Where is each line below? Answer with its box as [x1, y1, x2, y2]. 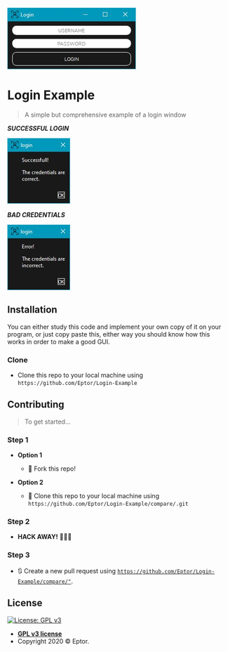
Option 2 [17, 478, 43, 487]
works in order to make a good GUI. [7, 337, 110, 346]
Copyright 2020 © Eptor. [17, 637, 90, 645]
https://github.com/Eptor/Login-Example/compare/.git [27, 500, 189, 508]
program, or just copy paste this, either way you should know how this [7, 330, 210, 338]
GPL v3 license [17, 630, 62, 638]
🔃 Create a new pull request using [17, 566, 116, 575]
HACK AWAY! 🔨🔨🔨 [17, 533, 72, 541]
